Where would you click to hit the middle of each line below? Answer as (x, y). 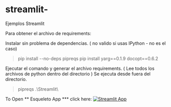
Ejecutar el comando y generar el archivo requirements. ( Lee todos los (80, 68)
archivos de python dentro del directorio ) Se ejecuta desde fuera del (78, 74)
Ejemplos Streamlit (25, 23)
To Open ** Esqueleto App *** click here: (48, 99)
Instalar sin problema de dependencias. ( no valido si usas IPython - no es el (86, 43)
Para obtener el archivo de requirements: (48, 33)
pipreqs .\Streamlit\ (38, 89)
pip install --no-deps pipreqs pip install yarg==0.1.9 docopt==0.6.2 (88, 58)
